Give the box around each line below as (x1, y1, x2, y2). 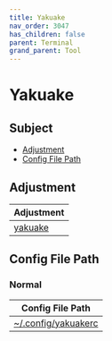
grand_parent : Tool (9, 47, 82, 55)
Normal (9, 278, 43, 291)
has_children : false (9, 30, 86, 38)
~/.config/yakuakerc (13, 317, 99, 329)
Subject (9, 120, 53, 135)
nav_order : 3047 (9, 21, 69, 30)
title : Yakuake (9, 13, 66, 22)
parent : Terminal (9, 38, 74, 47)
